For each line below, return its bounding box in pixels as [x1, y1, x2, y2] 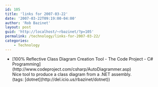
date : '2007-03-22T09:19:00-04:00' [5, 16, 77, 21]
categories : [5, 38, 29, 43]
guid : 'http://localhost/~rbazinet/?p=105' [5, 29, 94, 34]
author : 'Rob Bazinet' [5, 20, 51, 25]
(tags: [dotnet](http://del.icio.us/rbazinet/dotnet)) [12, 76, 110, 82]
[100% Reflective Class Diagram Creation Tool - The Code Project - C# [12, 56, 153, 62]
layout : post [5, 25, 31, 30]
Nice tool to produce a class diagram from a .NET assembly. [12, 71, 132, 77]
